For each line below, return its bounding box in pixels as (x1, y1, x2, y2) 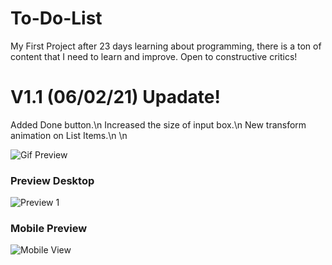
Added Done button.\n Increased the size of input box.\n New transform (10, 118, 307, 131)
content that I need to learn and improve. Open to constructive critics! (10, 50, 298, 62)
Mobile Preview (10, 222, 88, 236)
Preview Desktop (10, 173, 95, 187)
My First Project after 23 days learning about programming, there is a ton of (10, 40, 322, 52)
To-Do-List (10, 7, 103, 30)
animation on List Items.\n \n (10, 129, 128, 141)
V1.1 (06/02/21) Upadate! (10, 86, 221, 109)
